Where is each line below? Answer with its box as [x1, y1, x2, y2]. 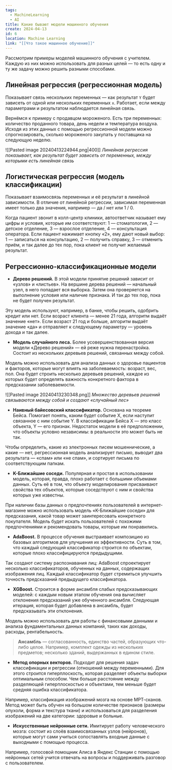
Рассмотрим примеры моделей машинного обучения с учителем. [5, 55, 151, 61]
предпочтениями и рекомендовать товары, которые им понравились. [5, 524, 159, 530]
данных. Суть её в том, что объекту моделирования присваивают [12, 481, 158, 487]
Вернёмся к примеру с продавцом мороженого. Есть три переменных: [5, 115, 162, 121]
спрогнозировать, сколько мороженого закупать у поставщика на [5, 131, 151, 137]
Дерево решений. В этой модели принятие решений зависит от [12, 276, 154, 282]
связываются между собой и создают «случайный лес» [5, 397, 129, 403]
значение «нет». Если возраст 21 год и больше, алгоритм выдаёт [5, 318, 148, 325]
